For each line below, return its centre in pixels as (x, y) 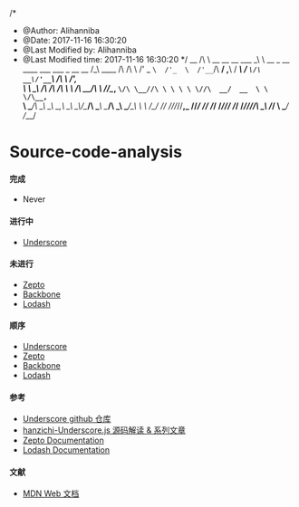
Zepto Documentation (63, 440)
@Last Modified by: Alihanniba (80, 50)
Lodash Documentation (66, 450)
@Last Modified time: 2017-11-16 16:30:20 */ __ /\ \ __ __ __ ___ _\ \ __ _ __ (156, 59)
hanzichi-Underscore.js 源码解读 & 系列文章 (104, 430)
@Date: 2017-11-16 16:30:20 (74, 40)
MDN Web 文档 (51, 493)
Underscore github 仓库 (67, 419)
